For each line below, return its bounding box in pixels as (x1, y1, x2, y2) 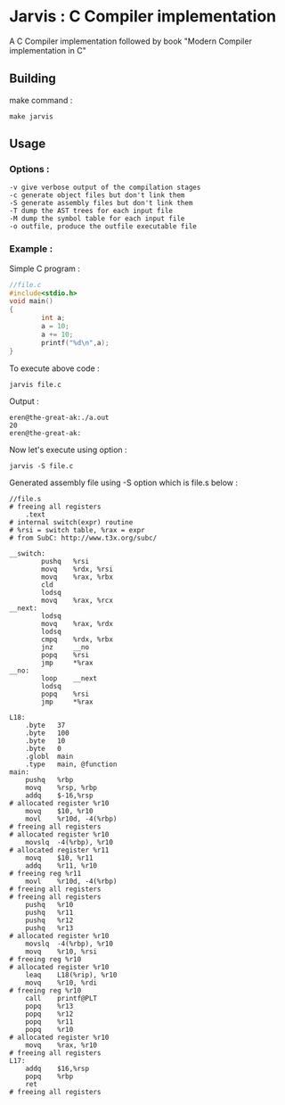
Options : (9, 163, 51, 176)
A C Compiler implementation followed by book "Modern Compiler (9, 36, 252, 46)
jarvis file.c (9, 380, 62, 389)
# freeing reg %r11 (9, 869, 82, 878)
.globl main (25, 752, 74, 761)
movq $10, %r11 (25, 853, 94, 862)
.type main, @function (25, 760, 118, 769)
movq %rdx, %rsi (41, 565, 114, 573)
